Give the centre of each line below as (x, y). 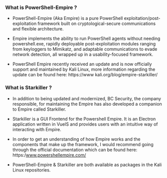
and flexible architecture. (38, 29)
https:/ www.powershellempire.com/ (49, 155)
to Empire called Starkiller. (39, 109)
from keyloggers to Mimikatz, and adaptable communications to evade (85, 49)
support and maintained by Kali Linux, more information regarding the (84, 69)
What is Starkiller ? (29, 88)
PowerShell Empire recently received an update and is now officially (82, 64)
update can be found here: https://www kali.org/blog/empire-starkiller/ (85, 75)
